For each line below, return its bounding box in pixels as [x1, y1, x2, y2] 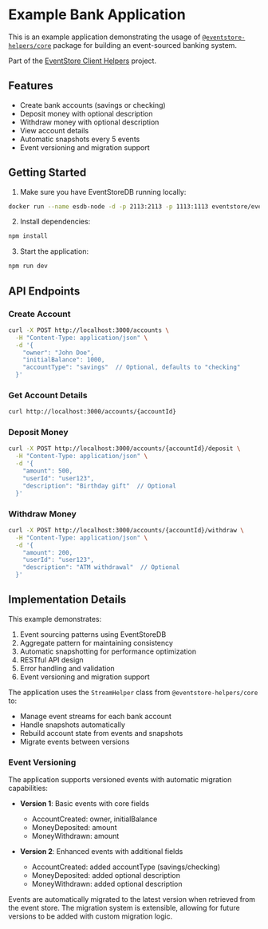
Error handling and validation [19, 663, 116, 673]
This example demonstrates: [8, 614, 102, 623]
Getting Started [8, 166, 87, 180]
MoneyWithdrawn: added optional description [31, 880, 183, 889]
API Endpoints [8, 284, 81, 298]
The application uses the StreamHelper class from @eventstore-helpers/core [8, 687, 258, 697]
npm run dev [8, 262, 48, 271]
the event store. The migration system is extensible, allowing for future [8, 903, 241, 913]
